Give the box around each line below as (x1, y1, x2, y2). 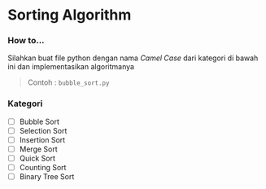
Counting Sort (19, 163, 67, 173)
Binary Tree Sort (19, 172, 75, 182)
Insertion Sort (19, 134, 66, 144)
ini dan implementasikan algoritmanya (7, 62, 135, 72)
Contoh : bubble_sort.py (27, 77, 110, 87)
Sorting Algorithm (7, 6, 132, 24)
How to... (7, 35, 46, 46)
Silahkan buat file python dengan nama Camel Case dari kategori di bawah (7, 53, 259, 63)
